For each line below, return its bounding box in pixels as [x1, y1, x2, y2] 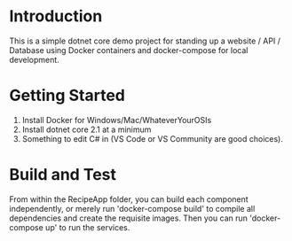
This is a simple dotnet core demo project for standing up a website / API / [9, 35, 281, 46]
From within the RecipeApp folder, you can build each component [9, 193, 249, 205]
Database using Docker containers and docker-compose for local [9, 44, 249, 55]
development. [9, 54, 59, 65]
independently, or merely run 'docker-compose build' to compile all [9, 203, 256, 214]
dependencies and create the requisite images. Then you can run [9, 213, 249, 223]
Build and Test [9, 165, 117, 185]
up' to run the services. [45, 222, 130, 232]
